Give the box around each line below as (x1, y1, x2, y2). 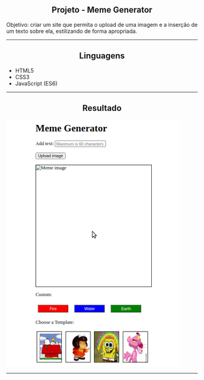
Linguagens (79, 51, 125, 61)
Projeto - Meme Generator (51, 5, 153, 15)
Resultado (82, 103, 122, 114)
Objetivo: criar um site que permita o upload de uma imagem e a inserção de (6, 21, 198, 28)
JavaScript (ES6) (15, 80, 58, 87)
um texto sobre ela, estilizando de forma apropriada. (6, 27, 138, 35)
